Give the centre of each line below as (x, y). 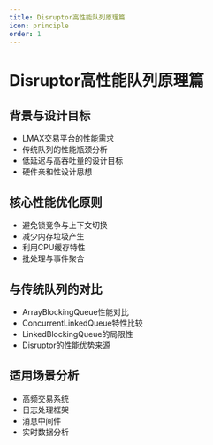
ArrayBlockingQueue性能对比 (76, 312)
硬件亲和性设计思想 (57, 172)
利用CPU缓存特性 (53, 248)
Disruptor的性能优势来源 (66, 345)
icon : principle (39, 26)
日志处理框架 (45, 410)
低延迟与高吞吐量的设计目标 (72, 161)
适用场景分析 (44, 376)
